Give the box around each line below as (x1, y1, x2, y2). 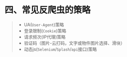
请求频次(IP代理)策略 (24, 34, 66, 40)
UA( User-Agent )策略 (24, 22, 64, 28)
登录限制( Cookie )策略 (24, 28, 67, 33)
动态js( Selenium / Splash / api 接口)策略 (24, 46, 97, 52)
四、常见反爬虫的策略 (4, 4, 91, 16)
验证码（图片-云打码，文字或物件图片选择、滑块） (24, 40, 126, 46)
